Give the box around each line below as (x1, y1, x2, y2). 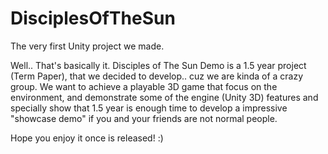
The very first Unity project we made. (10, 40, 165, 52)
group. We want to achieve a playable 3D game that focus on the (10, 80, 278, 92)
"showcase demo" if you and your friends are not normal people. (10, 112, 278, 124)
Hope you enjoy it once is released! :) (10, 132, 164, 144)
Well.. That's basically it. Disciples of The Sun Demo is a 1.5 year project (10, 59, 307, 71)
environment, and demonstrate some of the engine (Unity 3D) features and (10, 91, 319, 103)
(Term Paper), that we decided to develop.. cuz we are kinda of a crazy (10, 70, 304, 82)
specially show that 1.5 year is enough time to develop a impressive (10, 102, 288, 114)
